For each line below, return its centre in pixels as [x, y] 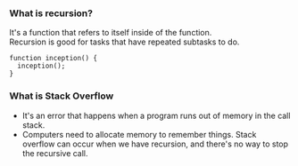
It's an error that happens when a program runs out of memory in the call [156, 115]
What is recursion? [51, 13]
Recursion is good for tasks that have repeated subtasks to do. [124, 42]
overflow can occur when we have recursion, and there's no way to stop [155, 144]
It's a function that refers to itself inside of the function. [111, 33]
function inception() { [54, 59]
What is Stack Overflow [62, 96]
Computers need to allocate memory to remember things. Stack [139, 134]
